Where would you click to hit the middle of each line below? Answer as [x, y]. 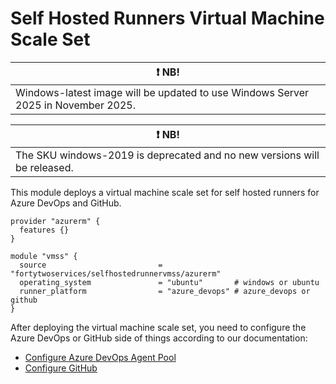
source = [91, 265]
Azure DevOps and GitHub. [66, 203]
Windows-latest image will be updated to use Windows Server [162, 92]
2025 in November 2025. [76, 105]
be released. [44, 167]
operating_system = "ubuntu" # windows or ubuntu [169, 282]
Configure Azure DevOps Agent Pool [100, 357]
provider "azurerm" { [55, 221]
